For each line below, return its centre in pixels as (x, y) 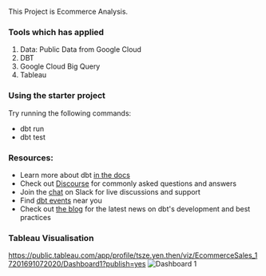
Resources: (31, 157)
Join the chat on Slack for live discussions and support (110, 191)
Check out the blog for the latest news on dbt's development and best (135, 209)
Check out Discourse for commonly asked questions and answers (128, 183)
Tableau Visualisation (51, 238)
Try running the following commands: (70, 113)
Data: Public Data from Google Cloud (81, 49)
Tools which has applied (56, 32)
